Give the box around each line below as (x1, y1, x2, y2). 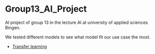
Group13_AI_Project (5, 3, 87, 15)
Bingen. (5, 24, 21, 30)
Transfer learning (12, 43, 47, 49)
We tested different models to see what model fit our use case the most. (5, 34, 151, 40)
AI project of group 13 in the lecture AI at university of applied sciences (5, 19, 148, 25)
